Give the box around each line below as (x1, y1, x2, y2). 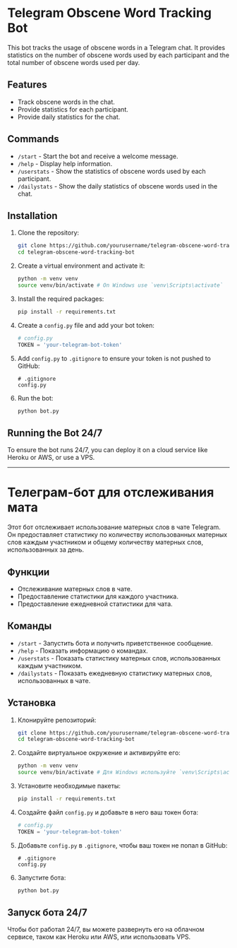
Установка (7, 697, 56, 709)
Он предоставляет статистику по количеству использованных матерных (7, 531, 228, 539)
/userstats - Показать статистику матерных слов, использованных (17, 653, 221, 662)
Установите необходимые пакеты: (17, 782, 121, 790)
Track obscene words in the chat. (17, 97, 115, 106)
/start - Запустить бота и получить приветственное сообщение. (17, 639, 213, 647)
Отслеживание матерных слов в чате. (17, 584, 133, 593)
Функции (7, 566, 50, 578)
